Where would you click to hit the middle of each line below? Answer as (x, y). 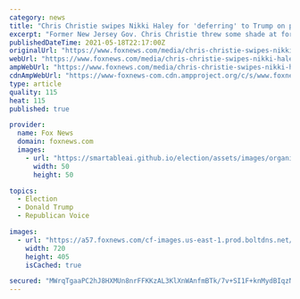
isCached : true (54, 265)
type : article (36, 84)
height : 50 (53, 175)
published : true (39, 109)
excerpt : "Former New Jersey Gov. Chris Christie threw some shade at (143, 34)
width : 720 (46, 248)
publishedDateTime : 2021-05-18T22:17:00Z (87, 42)
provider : (28, 125)
